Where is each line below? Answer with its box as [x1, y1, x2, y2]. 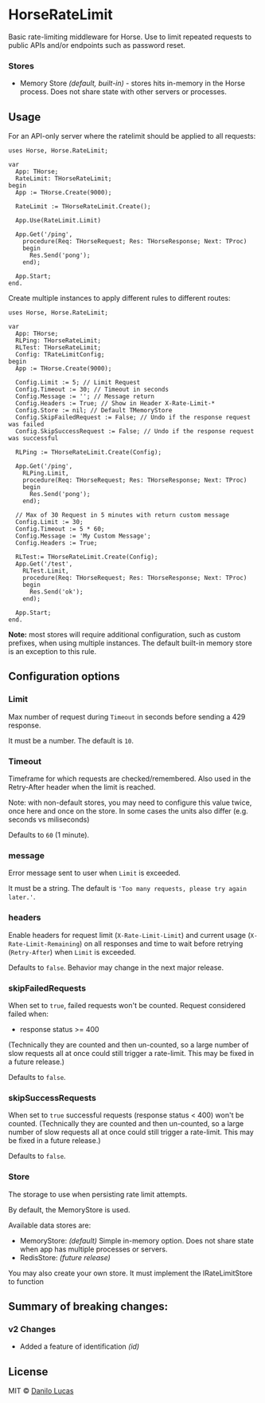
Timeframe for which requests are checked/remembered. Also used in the [8, 774, 251, 783]
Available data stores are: [8, 1220, 92, 1230]
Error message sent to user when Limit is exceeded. [8, 868, 181, 878]
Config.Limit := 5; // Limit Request [15, 379, 141, 387]
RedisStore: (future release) [19, 1252, 111, 1262]
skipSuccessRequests [8, 1092, 97, 1103]
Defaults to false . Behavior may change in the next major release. [8, 963, 224, 972]
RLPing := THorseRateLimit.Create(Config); [15, 448, 162, 456]
